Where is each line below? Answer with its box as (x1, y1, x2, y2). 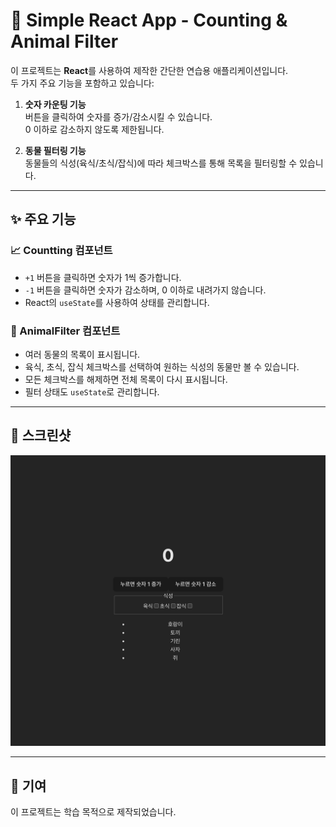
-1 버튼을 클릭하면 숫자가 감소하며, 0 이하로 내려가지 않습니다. (24, 284, 267, 296)
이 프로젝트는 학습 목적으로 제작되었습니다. (10, 806, 177, 818)
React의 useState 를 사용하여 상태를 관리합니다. (24, 296, 210, 308)
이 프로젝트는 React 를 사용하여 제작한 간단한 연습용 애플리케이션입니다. (10, 64, 289, 76)
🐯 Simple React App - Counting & (10, 9, 288, 32)
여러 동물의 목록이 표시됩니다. (24, 348, 141, 360)
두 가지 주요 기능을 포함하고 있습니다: (10, 77, 155, 89)
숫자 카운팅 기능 (24, 98, 87, 110)
